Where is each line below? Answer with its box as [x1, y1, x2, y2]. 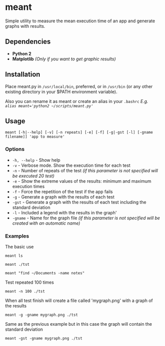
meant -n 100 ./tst [5, 289, 45, 294]
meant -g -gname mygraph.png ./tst [5, 312, 78, 317]
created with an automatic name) [12, 220, 80, 226]
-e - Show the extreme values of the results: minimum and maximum [12, 178, 152, 184]
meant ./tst [5, 262, 30, 267]
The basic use [5, 244, 34, 249]
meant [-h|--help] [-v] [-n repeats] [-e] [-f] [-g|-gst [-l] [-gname [5, 130, 153, 135]
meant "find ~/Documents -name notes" [5, 270, 85, 276]
